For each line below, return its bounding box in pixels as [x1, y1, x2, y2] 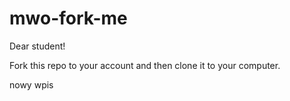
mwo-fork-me [9, 7, 128, 30]
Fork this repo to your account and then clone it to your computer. [9, 59, 281, 71]
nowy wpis [9, 78, 54, 91]
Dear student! [9, 40, 66, 52]
